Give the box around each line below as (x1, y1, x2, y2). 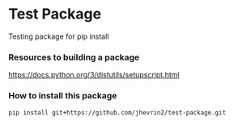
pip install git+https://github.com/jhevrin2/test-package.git (8, 108, 227, 117)
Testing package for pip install (8, 31, 109, 41)
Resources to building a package (8, 52, 140, 63)
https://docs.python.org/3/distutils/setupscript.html (8, 70, 180, 80)
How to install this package (8, 90, 117, 102)
